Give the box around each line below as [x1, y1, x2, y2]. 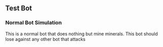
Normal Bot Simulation [5, 19, 62, 26]
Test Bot [5, 4, 32, 13]
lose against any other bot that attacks [5, 36, 86, 42]
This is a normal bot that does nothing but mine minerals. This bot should [5, 30, 158, 37]
